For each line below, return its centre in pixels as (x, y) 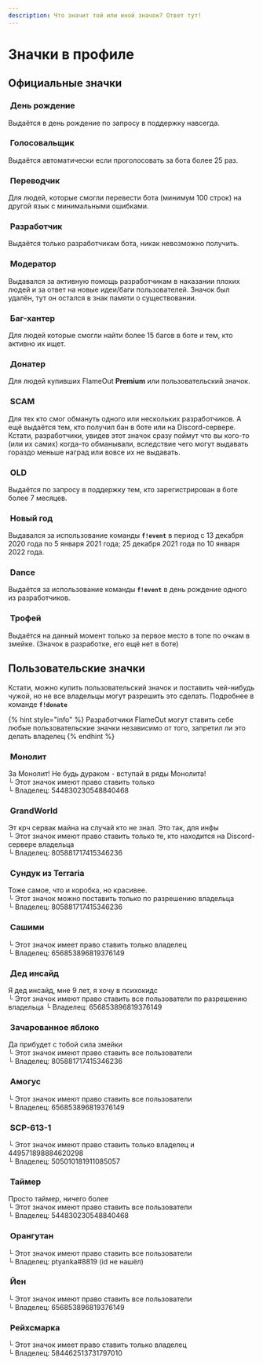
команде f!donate (38, 704)
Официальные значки (65, 83)
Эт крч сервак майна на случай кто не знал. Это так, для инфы (113, 828)
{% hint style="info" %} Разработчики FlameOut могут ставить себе (121, 719)
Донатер (27, 364)
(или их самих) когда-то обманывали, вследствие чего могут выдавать (128, 443)
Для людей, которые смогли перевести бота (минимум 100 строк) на (125, 198)
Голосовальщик (42, 143)
